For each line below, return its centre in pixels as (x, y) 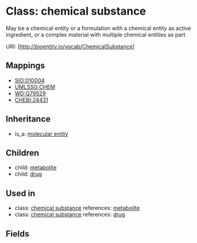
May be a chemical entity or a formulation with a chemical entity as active (98, 28)
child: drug (28, 174)
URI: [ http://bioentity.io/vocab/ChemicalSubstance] (70, 46)
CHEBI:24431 (31, 100)
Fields (18, 234)
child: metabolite (35, 168)
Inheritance (28, 119)
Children (22, 153)
